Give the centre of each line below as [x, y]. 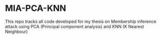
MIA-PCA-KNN [36, 8]
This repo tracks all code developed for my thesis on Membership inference [81, 21]
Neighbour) [16, 31]
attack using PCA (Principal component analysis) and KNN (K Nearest [75, 26]
